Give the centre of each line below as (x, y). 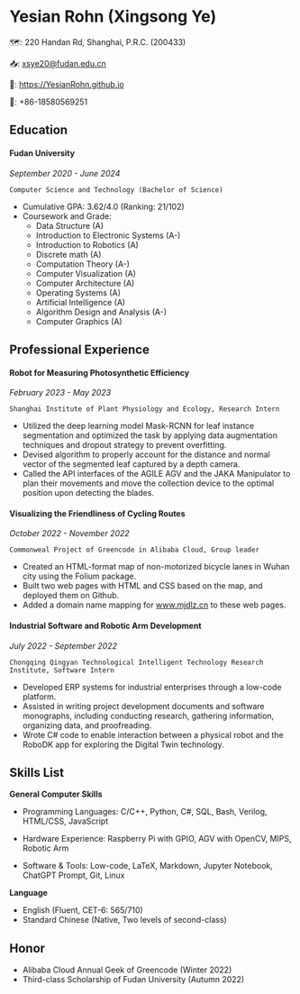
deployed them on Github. (71, 596)
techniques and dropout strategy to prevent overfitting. (124, 445)
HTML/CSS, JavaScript (65, 821)
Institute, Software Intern (62, 670)
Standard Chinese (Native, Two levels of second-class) (124, 920)
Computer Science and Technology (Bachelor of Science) (116, 190)
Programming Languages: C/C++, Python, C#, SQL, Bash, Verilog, (145, 812)
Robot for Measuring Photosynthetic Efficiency (100, 372)
